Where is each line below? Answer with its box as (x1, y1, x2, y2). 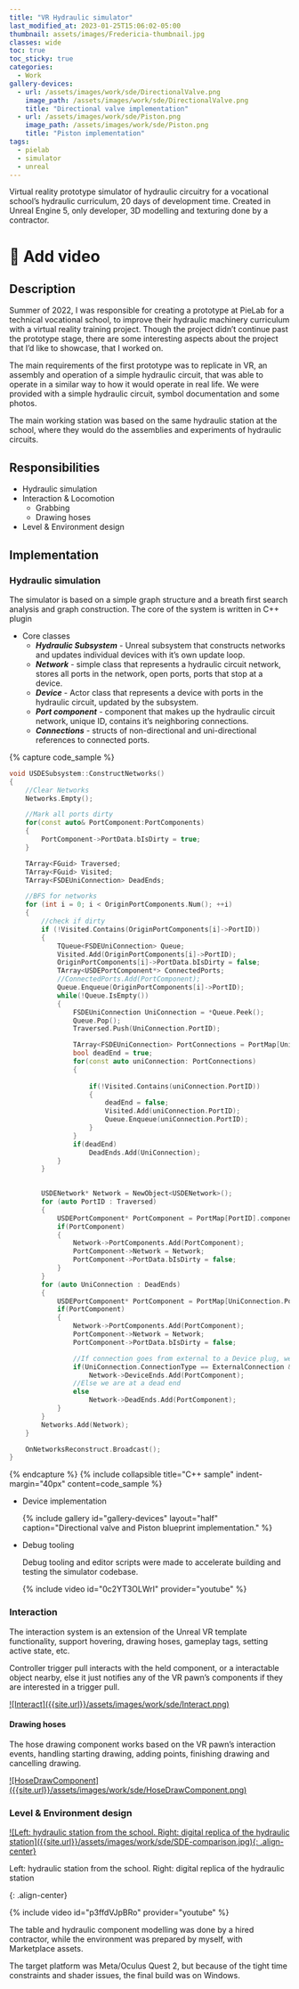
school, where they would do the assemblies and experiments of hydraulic (9, 425, 282, 436)
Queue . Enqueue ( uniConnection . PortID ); (104, 1115, 249, 1124)
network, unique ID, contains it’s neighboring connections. (35, 715, 249, 726)
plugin (9, 613, 33, 624)
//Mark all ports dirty (25, 810, 114, 819)
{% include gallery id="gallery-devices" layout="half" (21, 1513, 218, 1524)
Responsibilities (9, 460, 101, 475)
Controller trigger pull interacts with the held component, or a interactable (9, 1662, 279, 1673)
